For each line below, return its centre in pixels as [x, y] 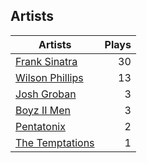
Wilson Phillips [49, 77]
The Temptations [55, 142]
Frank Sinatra [46, 61]
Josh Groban [46, 94]
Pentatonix [40, 126]
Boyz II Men [43, 110]
